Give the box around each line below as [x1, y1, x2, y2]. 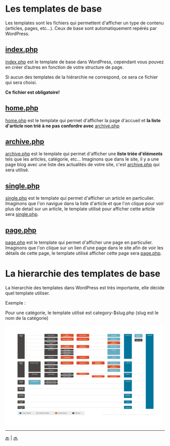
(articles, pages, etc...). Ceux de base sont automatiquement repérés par [5, 25, 157, 31]
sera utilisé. [5, 167, 29, 173]
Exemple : [5, 300, 26, 306]
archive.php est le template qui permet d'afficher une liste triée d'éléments [5, 151, 163, 157]
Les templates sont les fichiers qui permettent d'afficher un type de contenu [5, 20, 164, 26]
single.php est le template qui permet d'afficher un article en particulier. [5, 195, 155, 201]
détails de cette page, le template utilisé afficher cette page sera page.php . [5, 250, 162, 256]
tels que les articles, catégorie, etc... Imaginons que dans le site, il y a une [5, 156, 159, 162]
